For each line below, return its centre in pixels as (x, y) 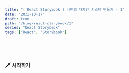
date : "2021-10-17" (25, 14)
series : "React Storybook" (33, 28)
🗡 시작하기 (18, 65)
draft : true (17, 19)
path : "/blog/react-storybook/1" (39, 23)
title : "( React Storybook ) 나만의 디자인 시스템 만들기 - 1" (65, 10)
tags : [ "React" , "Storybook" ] (36, 32)
